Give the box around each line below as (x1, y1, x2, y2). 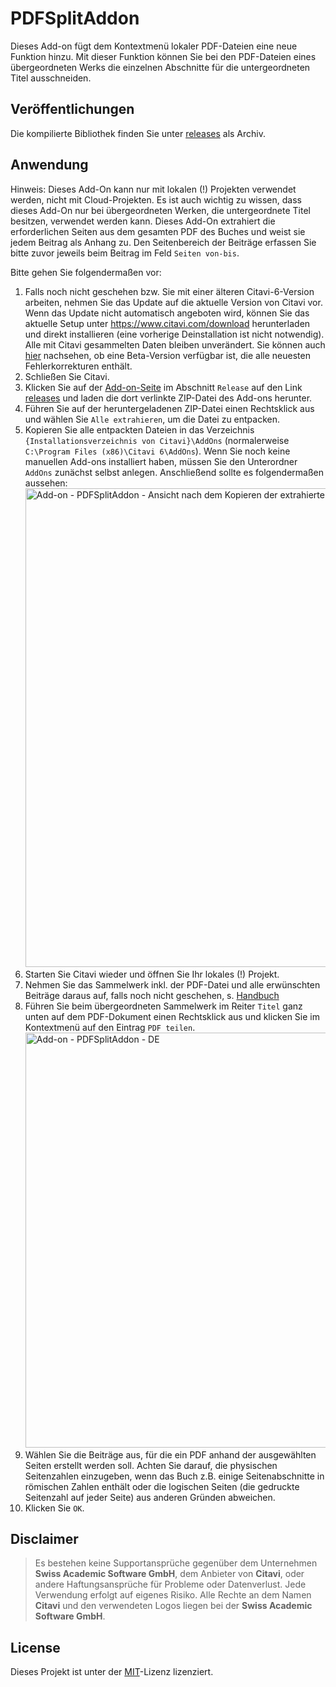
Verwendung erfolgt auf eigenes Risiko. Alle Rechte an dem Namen (34, 1589, 312, 1601)
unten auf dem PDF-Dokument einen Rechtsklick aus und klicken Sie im (24, 1010, 320, 1022)
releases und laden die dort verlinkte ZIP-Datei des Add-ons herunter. (24, 392, 313, 404)
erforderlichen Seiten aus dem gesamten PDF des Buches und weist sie (10, 225, 306, 237)
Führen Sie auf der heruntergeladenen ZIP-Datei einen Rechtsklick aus (24, 402, 315, 414)
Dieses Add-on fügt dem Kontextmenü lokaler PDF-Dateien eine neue (10, 40, 298, 52)
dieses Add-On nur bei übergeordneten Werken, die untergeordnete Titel (10, 204, 311, 216)
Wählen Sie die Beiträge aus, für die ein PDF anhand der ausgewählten (24, 1448, 317, 1461)
